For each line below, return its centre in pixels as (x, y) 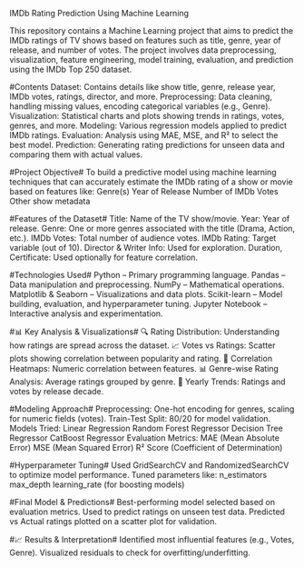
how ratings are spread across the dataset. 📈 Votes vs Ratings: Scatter (142, 345)
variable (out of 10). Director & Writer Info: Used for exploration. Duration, (146, 248)
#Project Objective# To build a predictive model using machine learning (143, 172)
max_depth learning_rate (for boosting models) (97, 484)
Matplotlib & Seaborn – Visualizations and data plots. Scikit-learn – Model (146, 294)
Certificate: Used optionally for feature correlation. (103, 257)
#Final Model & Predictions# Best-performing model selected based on (142, 502)
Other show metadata (50, 201)
